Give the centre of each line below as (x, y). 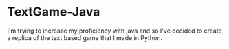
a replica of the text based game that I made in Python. (85, 37)
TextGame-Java (54, 12)
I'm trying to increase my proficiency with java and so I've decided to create (115, 31)
